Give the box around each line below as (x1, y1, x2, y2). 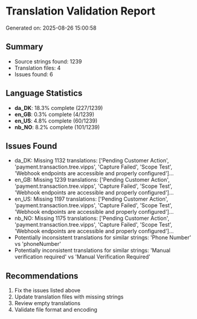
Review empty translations (14, 300, 81, 307)
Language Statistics (5, 88, 83, 98)
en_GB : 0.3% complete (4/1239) (14, 111, 95, 118)
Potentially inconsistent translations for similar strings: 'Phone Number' (14, 234, 192, 241)
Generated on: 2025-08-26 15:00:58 (5, 24, 97, 31)
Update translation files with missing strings (14, 293, 124, 300)
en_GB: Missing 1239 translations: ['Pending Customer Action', (14, 176, 170, 184)
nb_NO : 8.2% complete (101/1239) (14, 123, 100, 130)
